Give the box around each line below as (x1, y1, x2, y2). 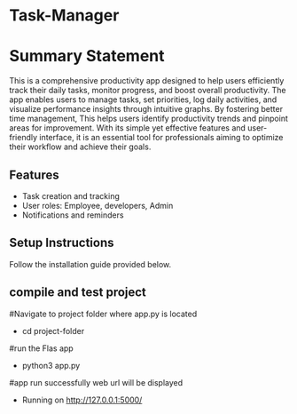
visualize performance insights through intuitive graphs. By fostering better (9, 104, 284, 115)
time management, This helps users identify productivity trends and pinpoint (9, 113, 288, 124)
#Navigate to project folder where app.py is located (9, 308, 198, 319)
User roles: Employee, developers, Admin (21, 200, 174, 211)
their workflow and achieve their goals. (9, 141, 152, 152)
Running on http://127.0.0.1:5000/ (21, 394, 143, 405)
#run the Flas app (9, 343, 74, 354)
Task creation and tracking (21, 190, 120, 201)
